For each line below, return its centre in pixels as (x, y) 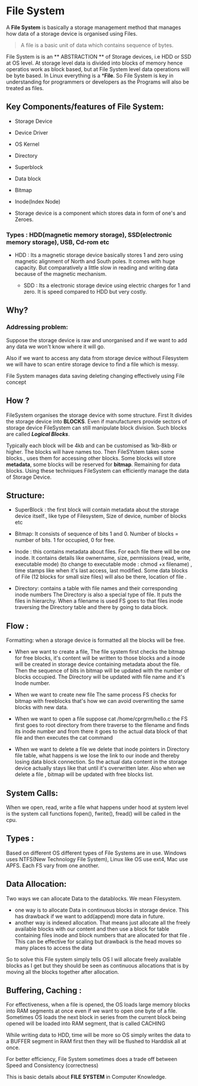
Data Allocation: (36, 884)
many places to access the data (53, 948)
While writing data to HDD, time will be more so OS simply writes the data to (98, 1035)
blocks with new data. (41, 708)
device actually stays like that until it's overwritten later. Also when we (100, 768)
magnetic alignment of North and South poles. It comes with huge (95, 262)
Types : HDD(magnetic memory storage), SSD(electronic (89, 234)
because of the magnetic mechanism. (61, 274)
